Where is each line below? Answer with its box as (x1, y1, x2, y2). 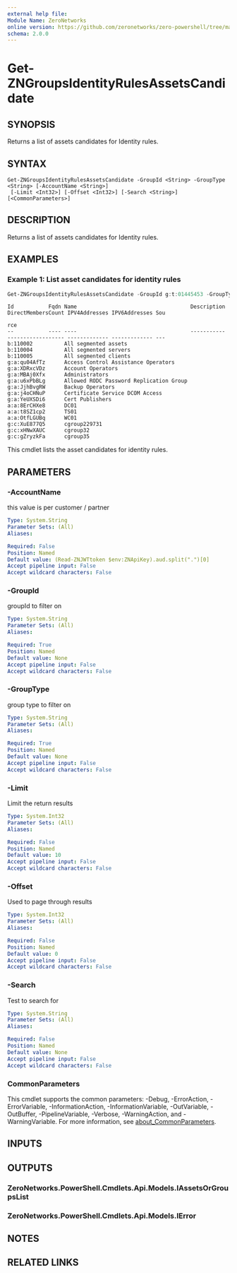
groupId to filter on (7, 602, 62, 610)
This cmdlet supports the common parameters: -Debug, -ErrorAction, (7, 1094, 209, 1103)
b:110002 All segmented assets (7, 341, 128, 348)
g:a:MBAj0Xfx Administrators (7, 372, 109, 379)
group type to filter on (7, 700, 71, 709)
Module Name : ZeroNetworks (7, 17, 87, 24)
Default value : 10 (7, 852, 61, 859)
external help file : (7, 10, 68, 18)
